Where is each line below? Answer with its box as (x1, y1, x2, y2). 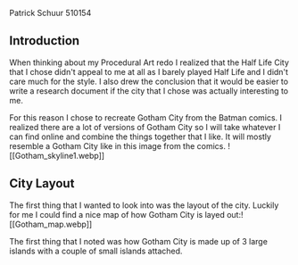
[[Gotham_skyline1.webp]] (9, 150, 105, 161)
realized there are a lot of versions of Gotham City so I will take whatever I (9, 121, 281, 132)
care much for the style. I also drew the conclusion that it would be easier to (9, 76, 288, 87)
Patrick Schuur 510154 (9, 8, 92, 18)
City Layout (9, 176, 75, 191)
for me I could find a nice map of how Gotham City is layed (9, 209, 226, 219)
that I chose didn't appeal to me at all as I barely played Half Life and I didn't (9, 66, 288, 77)
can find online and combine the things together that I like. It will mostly (9, 131, 272, 142)
